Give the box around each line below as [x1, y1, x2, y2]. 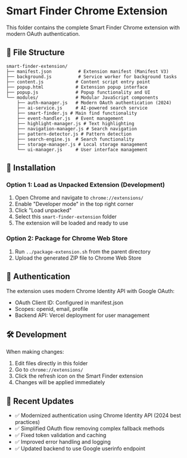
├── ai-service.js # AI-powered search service [17, 105, 148, 111]
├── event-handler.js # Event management [17, 115, 124, 121]
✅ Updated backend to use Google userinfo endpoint [14, 445, 146, 452]
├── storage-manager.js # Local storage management [17, 141, 148, 147]
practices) [14, 419, 40, 426]
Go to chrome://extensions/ [14, 366, 83, 373]
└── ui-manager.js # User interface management [17, 147, 148, 152]
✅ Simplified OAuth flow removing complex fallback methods [14, 425, 165, 432]
